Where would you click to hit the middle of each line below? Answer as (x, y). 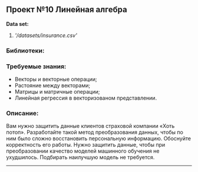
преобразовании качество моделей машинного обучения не (83, 151)
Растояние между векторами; (52, 85)
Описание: (22, 113)
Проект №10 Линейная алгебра (67, 10)
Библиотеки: (25, 51)
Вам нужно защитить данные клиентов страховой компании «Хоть (90, 126)
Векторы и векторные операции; (56, 80)
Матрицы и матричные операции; (57, 92)
